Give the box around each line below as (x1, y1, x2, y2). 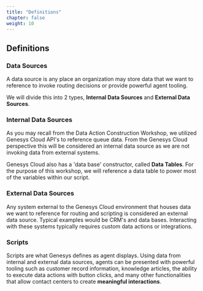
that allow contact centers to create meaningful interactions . (6, 278, 161, 285)
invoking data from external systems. (6, 149, 100, 156)
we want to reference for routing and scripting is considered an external (6, 210, 188, 217)
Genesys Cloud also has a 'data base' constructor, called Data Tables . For (6, 161, 194, 168)
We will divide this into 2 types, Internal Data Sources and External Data (6, 94, 190, 101)
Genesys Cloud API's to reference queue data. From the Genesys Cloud (6, 136, 188, 143)
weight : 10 (6, 20, 34, 26)
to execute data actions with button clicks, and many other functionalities (6, 271, 191, 279)
